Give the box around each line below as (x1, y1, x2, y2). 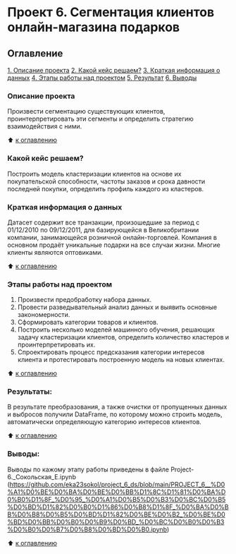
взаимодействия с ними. (7, 122, 82, 131)
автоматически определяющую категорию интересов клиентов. (7, 418, 202, 426)
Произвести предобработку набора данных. (17, 296, 152, 304)
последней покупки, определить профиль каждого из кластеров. (7, 184, 204, 193)
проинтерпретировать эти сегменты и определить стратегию (7, 114, 194, 124)
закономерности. (17, 311, 70, 319)
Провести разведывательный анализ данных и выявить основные (17, 303, 217, 311)
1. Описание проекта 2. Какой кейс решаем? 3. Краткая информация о (7, 66, 221, 74)
